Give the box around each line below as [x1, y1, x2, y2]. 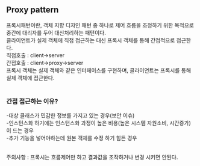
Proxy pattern [6, 5, 59, 15]
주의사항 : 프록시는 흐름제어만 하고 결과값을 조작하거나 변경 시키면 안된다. [6, 153, 178, 161]
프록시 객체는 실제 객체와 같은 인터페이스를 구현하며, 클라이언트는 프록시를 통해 [6, 66, 192, 74]
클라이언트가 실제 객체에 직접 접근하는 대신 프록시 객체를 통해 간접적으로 [6, 36, 175, 44]
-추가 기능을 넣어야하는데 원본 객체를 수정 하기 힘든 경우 [6, 135, 137, 142]
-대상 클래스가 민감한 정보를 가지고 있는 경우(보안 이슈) [6, 112, 135, 119]
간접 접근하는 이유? [6, 97, 58, 105]
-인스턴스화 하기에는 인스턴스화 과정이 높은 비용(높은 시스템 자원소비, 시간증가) [6, 120, 192, 127]
